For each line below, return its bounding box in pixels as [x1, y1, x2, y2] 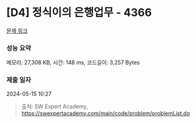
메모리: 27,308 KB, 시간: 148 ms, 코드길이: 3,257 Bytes [6, 59, 140, 66]
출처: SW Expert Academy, [21, 102, 88, 110]
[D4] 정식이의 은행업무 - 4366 [6, 6, 152, 20]
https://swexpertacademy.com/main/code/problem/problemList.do [21, 110, 190, 117]
